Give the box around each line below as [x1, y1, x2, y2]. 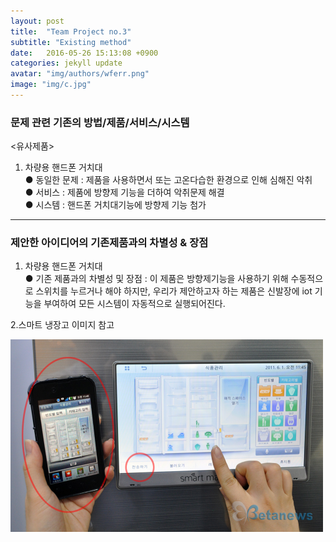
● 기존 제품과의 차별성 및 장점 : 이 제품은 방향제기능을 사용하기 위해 [24, 273, 289, 285]
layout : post [10, 16, 65, 26]
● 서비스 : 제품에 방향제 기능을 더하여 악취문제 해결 [24, 186, 225, 199]
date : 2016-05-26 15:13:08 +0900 [10, 48, 159, 58]
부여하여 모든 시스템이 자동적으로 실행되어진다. [43, 298, 226, 310]
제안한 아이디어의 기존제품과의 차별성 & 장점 [10, 236, 209, 250]
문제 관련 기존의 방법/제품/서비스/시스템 [10, 115, 190, 129]
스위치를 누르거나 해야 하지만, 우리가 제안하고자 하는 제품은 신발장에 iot [35, 285, 313, 297]
